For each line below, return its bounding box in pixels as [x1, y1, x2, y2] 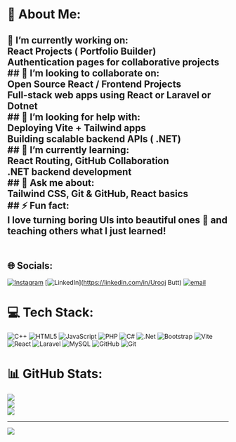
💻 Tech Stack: [7, 304, 94, 320]
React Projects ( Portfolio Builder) [7, 45, 157, 57]
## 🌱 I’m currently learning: [7, 144, 130, 156]
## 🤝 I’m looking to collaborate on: [7, 67, 160, 79]
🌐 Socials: [7, 260, 53, 272]
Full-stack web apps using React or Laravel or [7, 89, 211, 101]
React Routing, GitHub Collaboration [7, 154, 170, 167]
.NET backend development [7, 166, 132, 178]
